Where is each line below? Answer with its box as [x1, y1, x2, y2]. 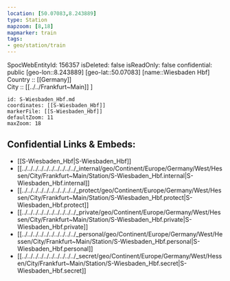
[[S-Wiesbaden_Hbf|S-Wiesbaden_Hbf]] [16, 157, 132, 165]
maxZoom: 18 [7, 120, 41, 127]
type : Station [7, 16, 48, 23]
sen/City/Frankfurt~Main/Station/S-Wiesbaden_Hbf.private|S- [16, 215, 192, 223]
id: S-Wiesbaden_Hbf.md [7, 96, 76, 103]
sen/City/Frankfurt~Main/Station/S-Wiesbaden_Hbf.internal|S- [16, 171, 194, 179]
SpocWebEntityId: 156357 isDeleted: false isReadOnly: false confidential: [7, 61, 213, 69]
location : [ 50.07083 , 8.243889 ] [7, 10, 97, 17]
